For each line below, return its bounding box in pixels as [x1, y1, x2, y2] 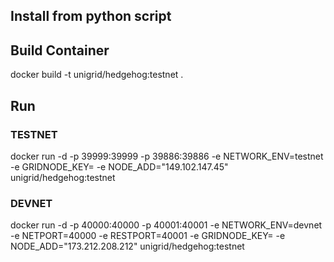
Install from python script [10, 8, 172, 25]
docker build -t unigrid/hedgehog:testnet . [10, 69, 184, 81]
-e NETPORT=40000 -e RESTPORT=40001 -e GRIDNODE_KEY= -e [10, 230, 286, 242]
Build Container [10, 42, 110, 59]
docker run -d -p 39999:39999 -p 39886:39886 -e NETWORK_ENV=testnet [10, 150, 324, 162]
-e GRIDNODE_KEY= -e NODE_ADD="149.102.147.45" [10, 160, 229, 173]
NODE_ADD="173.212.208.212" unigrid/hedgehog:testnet [10, 240, 245, 253]
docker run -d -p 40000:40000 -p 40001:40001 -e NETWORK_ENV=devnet [10, 219, 323, 231]
